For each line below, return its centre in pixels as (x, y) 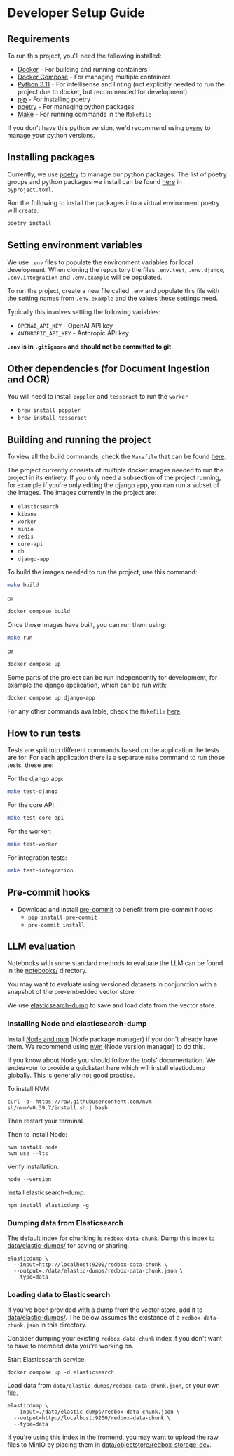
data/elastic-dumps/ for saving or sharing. (68, 1246)
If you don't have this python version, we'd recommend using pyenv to (109, 128)
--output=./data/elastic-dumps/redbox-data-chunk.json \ (98, 1271)
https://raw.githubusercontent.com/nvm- (95, 1102)
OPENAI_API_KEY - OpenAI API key (65, 326)
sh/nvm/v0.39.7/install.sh (47, 1108)
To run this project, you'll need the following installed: (84, 56)
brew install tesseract (52, 418)
